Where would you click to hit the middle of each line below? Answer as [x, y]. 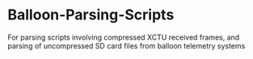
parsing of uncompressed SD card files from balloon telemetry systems [126, 45]
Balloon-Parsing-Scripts [91, 15]
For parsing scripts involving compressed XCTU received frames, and [124, 37]
